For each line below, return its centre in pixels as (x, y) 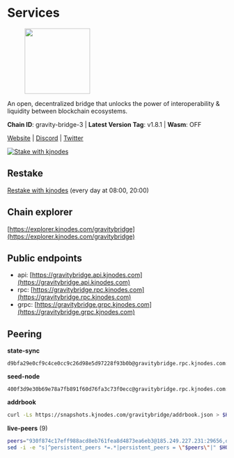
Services (34, 13)
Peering (25, 334)
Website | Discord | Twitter (45, 138)
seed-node (24, 376)
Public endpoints (45, 258)
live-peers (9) (28, 428)
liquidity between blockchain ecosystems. (67, 111)
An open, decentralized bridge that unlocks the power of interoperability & (114, 103)
